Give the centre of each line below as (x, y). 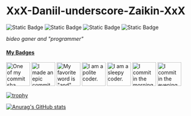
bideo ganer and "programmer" (45, 38)
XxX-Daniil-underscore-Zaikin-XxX (96, 11)
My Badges (20, 52)
